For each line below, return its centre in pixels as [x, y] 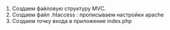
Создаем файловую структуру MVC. [59, 9]
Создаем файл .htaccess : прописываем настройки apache [88, 15]
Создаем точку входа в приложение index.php [72, 21]
